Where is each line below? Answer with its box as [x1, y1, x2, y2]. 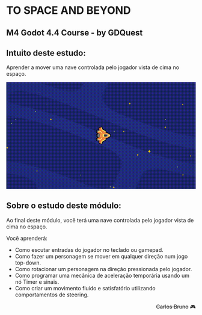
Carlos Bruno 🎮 [156, 303, 196, 310]
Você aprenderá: [6, 234, 48, 242]
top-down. [14, 259, 41, 266]
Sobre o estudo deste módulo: [6, 201, 121, 211]
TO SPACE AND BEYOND [6, 4, 131, 17]
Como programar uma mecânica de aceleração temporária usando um [14, 272, 189, 279]
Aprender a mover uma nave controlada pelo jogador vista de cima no [6, 64, 179, 71]
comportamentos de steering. [14, 291, 89, 298]
